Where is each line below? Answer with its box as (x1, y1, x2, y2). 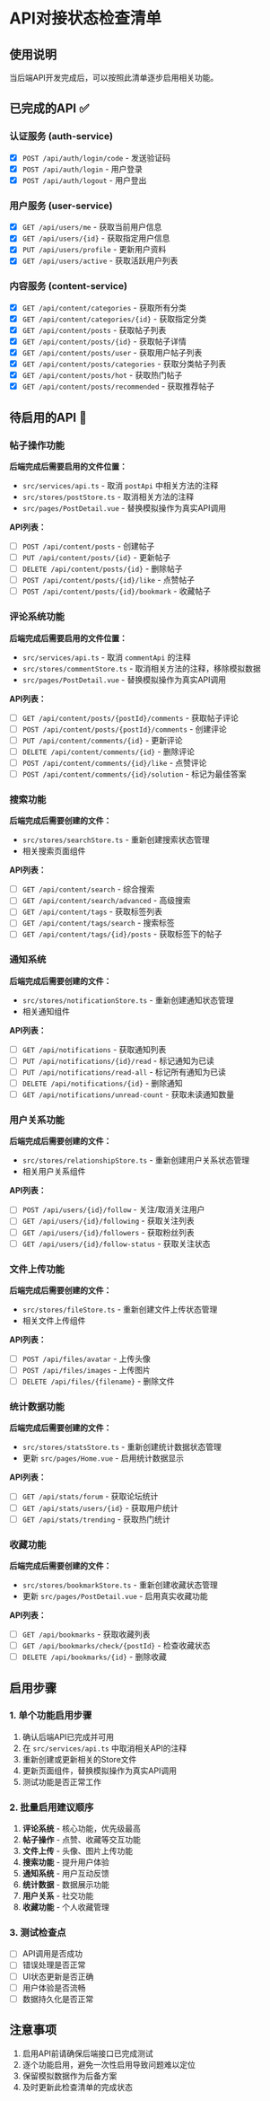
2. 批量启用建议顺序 (9, 1801, 94, 1814)
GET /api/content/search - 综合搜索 (22, 883, 155, 894)
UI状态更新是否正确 (22, 1971, 94, 1982)
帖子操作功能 (9, 439, 65, 452)
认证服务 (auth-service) (9, 130, 114, 143)
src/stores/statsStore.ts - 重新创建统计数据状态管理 (22, 1442, 222, 1453)
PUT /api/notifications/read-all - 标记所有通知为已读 (22, 1066, 227, 1077)
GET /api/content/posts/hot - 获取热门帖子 (22, 370, 183, 381)
